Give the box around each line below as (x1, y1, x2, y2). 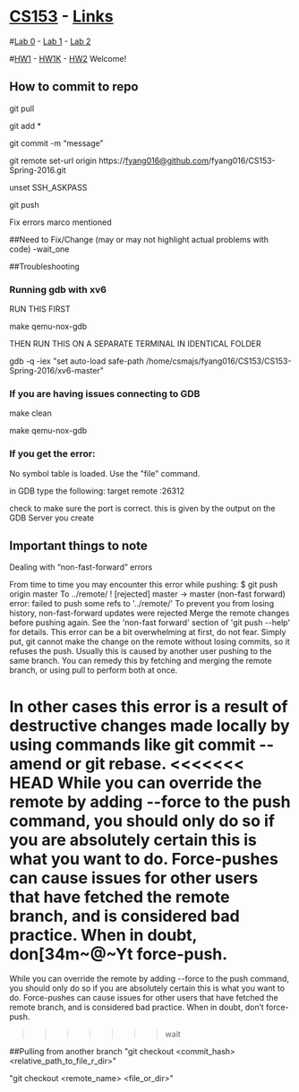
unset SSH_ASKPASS (9, 182, 88, 193)
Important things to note (9, 538, 148, 554)
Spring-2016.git (9, 164, 67, 176)
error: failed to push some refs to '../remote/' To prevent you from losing (9, 598, 275, 609)
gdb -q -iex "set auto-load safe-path (9, 356, 145, 366)
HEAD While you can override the (9, 772, 262, 793)
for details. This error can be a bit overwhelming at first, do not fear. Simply (9, 627, 286, 638)
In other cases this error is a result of (9, 696, 288, 717)
